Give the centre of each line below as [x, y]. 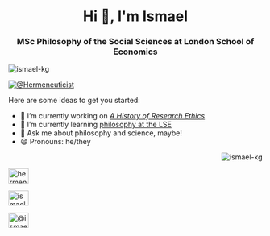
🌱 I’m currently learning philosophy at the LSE [96, 125]
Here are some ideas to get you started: [75, 101]
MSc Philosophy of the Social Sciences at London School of [135, 42]
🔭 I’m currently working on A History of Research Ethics [112, 116]
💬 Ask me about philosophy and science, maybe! [101, 133]
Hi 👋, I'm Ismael [135, 17]
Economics [135, 52]
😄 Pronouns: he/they [55, 142]
